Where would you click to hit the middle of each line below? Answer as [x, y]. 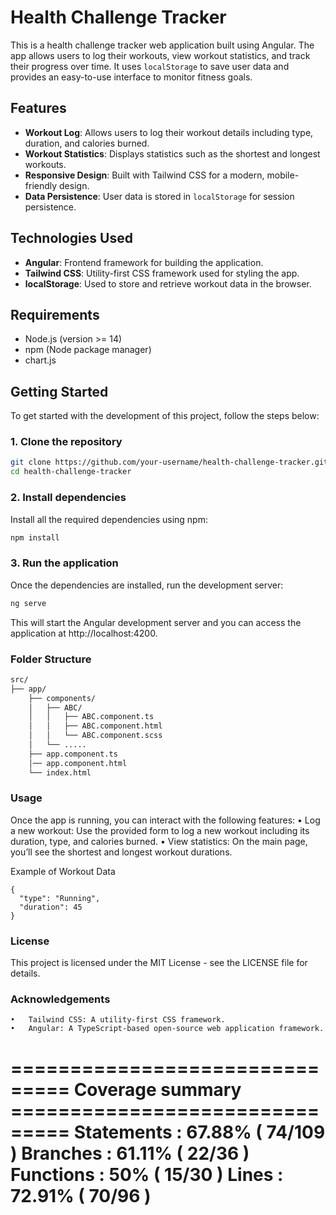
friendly [41, 185]
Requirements [55, 314]
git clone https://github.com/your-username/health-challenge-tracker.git [169, 462]
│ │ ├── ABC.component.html [95, 726]
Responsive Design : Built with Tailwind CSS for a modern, [144, 175]
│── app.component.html [78, 763]
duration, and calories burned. [87, 143]
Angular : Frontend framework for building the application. [144, 262]
